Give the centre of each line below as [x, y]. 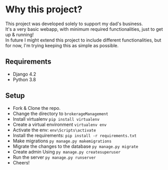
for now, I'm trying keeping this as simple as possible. [62, 45]
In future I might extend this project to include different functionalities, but [83, 40]
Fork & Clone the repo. [36, 108]
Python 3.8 [24, 79]
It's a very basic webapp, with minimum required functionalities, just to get [84, 29]
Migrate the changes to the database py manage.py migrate [76, 146]
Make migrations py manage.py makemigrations [62, 141]
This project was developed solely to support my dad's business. [74, 24]
